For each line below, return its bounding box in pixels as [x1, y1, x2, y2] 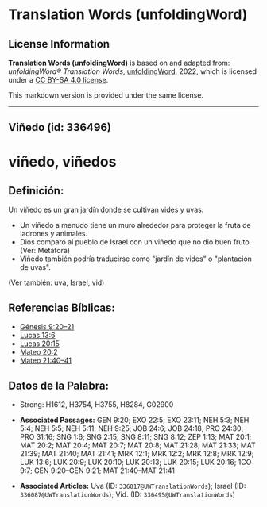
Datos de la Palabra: [8, 378, 110, 392]
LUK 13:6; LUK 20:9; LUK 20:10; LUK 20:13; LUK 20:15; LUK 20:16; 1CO [19, 458, 252, 467]
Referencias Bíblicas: [8, 301, 115, 314]
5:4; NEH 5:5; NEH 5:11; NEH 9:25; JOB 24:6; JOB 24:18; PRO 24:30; [19, 424, 244, 433]
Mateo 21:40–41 [19, 355, 72, 366]
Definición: [8, 184, 64, 198]
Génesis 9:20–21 [19, 322, 75, 332]
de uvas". [19, 263, 52, 272]
